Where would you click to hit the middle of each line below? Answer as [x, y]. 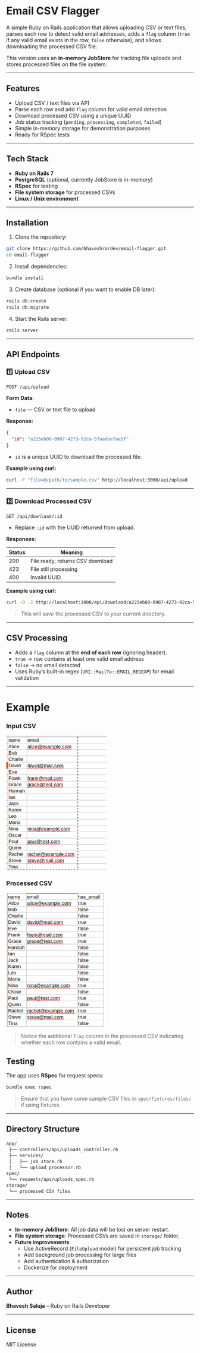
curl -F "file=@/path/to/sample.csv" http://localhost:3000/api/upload [97, 480]
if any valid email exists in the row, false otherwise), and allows [84, 40]
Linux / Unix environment [46, 198]
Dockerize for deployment [56, 1267]
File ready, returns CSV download [72, 561]
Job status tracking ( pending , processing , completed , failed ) [88, 122]
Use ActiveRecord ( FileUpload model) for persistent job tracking [102, 1248]
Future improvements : [43, 1242]
